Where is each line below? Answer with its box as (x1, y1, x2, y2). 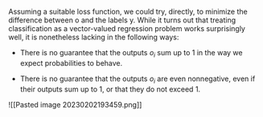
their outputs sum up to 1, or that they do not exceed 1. (19, 84, 201, 94)
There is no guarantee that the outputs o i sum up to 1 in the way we (19, 48, 243, 59)
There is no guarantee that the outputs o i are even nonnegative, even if (19, 74, 256, 85)
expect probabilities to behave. (19, 58, 123, 67)
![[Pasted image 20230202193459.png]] (8, 99, 142, 109)
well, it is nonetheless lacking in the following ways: (8, 32, 179, 42)
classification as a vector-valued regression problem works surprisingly (8, 24, 245, 33)
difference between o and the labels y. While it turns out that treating (8, 15, 236, 25)
